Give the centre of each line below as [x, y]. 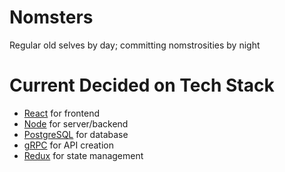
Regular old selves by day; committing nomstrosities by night [135, 45]
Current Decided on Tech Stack [142, 85]
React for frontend [61, 113]
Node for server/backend [76, 123]
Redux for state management [83, 155]
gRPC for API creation [69, 145]
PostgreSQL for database [76, 134]
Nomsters [51, 17]
